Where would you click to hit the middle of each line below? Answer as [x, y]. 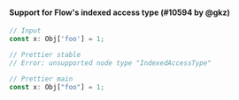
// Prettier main [41, 79]
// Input [25, 31]
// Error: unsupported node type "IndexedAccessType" [111, 63]
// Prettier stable [45, 54]
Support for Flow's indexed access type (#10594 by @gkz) [119, 12]
